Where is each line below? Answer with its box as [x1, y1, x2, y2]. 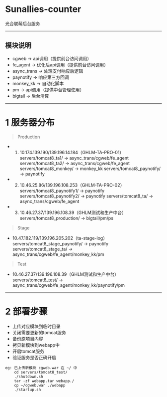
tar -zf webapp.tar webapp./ [14, 378, 75, 384]
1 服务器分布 [5, 117, 55, 128]
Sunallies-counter [5, 3, 82, 15]
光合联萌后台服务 [5, 20, 40, 26]
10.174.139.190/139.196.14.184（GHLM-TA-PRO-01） [19, 149, 124, 155]
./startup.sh [14, 387, 41, 392]
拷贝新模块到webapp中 [12, 342, 60, 348]
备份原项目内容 [12, 336, 43, 342]
